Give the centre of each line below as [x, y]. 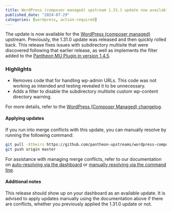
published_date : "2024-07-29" [38, 15]
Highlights [18, 69]
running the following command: [39, 135]
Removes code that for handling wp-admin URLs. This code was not [84, 80]
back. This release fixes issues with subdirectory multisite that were [77, 45]
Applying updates [25, 118]
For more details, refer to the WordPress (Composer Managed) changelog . [84, 107]
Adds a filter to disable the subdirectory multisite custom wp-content [85, 91]
